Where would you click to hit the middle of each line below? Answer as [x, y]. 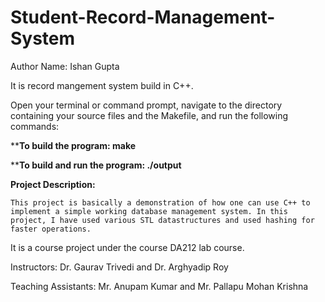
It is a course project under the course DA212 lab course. [127, 247]
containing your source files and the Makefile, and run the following [149, 115]
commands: [35, 126]
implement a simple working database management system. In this [149, 211]
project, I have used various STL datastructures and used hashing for [162, 220]
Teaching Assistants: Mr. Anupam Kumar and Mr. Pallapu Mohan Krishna [159, 286]
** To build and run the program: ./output [96, 165]
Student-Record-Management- [143, 17]
